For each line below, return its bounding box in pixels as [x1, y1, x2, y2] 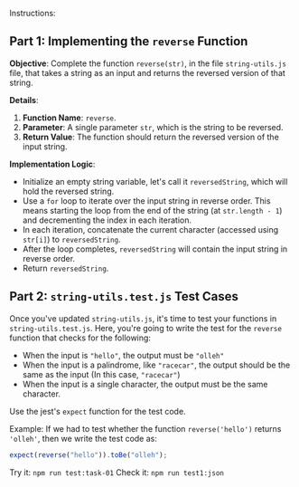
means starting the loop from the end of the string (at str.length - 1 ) [22, 205, 283, 215]
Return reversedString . [22, 263, 109, 273]
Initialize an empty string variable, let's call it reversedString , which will [22, 176, 288, 186]
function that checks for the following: [9, 332, 152, 343]
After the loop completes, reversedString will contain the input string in [22, 243, 288, 254]
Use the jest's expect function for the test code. [9, 406, 187, 416]
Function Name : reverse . [22, 112, 117, 123]
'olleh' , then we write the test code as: [9, 433, 158, 444]
